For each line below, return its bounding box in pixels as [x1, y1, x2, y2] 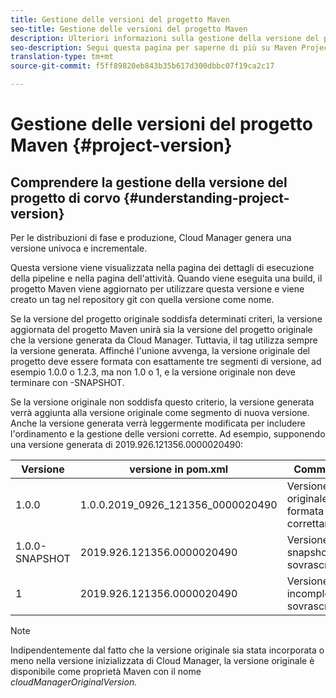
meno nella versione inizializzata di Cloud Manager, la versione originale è [10, 655, 315, 666]
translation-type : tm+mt [10, 52, 114, 62]
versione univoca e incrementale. [10, 242, 148, 254]
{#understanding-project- [123, 189, 290, 206]
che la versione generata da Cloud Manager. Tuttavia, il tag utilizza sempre [10, 334, 318, 346]
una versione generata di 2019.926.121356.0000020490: [10, 439, 244, 450]
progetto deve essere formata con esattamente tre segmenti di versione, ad [10, 356, 322, 367]
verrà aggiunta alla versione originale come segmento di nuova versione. [10, 407, 310, 418]
